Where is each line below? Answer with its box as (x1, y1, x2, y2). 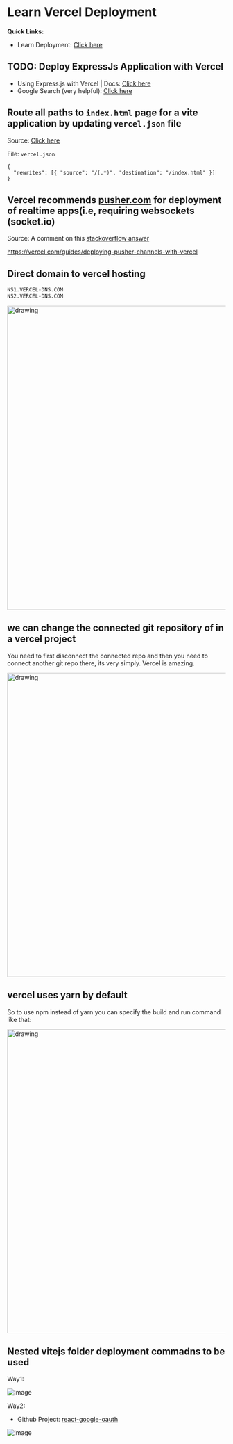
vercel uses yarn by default (7, 989, 128, 1001)
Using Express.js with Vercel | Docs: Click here (17, 79, 151, 88)
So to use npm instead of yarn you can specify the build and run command (7, 1007, 221, 1016)
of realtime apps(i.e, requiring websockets (7, 204, 196, 216)
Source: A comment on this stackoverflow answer (7, 234, 150, 243)
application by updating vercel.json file (7, 117, 182, 129)
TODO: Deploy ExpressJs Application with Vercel (7, 60, 224, 73)
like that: (7, 1015, 32, 1023)
